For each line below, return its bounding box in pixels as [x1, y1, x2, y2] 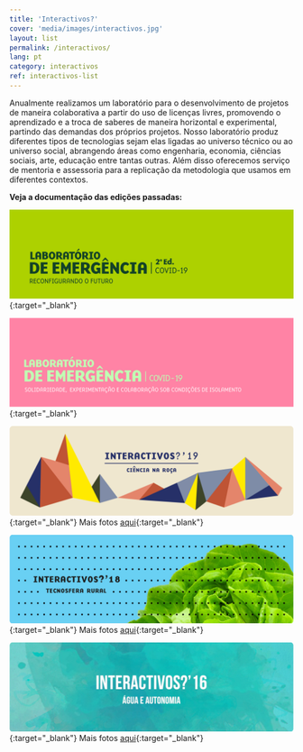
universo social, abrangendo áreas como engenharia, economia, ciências [9, 145, 281, 156]
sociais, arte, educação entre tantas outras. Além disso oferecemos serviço [9, 154, 290, 166]
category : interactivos [9, 62, 99, 71]
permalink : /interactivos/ [9, 43, 111, 52]
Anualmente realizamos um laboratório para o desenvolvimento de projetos [9, 97, 289, 108]
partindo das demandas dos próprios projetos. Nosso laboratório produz [9, 126, 279, 137]
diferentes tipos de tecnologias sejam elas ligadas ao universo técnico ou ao [9, 135, 293, 146]
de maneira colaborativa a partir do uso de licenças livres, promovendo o [9, 106, 281, 117]
